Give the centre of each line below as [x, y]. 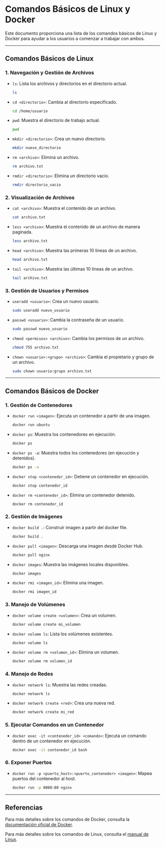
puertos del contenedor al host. [44, 778]
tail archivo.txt [30, 278]
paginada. [22, 232]
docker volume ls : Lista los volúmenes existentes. [63, 634]
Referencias [24, 808]
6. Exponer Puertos [28, 763]
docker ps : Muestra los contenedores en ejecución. [64, 434]
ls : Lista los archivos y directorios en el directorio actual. [70, 83]
